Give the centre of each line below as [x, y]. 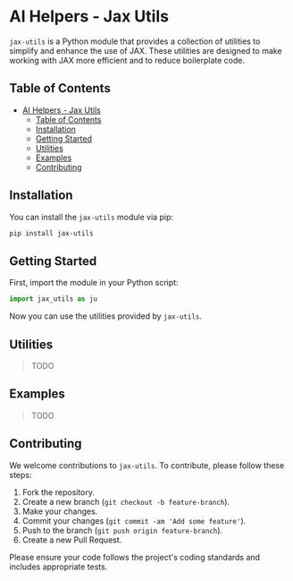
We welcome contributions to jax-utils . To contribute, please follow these [147, 465]
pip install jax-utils [51, 233]
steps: [21, 474]
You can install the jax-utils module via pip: [92, 217]
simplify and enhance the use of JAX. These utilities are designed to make [146, 50]
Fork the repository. [59, 492]
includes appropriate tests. [59, 567]
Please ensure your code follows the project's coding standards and [135, 557]
